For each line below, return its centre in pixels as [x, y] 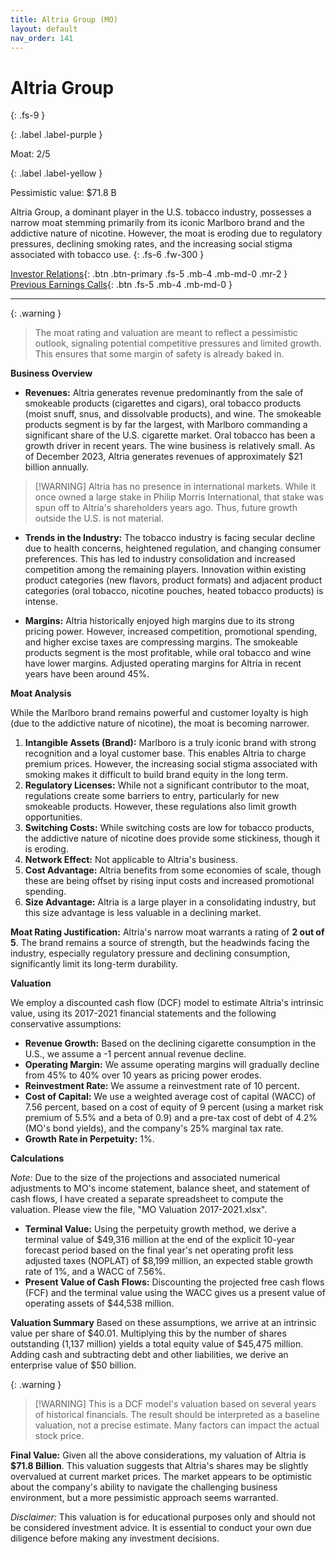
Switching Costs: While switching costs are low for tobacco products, [169, 828]
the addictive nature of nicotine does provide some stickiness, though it [172, 838]
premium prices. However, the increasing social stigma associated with [171, 764]
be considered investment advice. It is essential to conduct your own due [161, 1528]
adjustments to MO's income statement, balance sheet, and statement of [160, 1188]
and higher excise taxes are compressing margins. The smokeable [161, 642]
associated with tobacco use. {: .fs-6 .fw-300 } [107, 255]
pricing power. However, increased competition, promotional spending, [171, 632]
